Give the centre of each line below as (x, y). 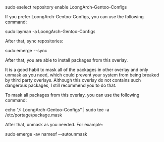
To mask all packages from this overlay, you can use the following (72, 95)
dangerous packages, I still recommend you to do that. (61, 85)
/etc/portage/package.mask (34, 115)
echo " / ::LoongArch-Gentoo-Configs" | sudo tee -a (57, 110)
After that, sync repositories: (34, 41)
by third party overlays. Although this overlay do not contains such (73, 80)
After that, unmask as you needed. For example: (54, 124)
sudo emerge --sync (26, 51)
